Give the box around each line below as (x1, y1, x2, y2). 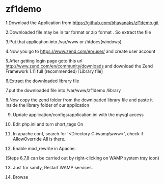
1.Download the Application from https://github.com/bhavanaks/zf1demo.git (5, 20, 159, 26)
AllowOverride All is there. (12, 136, 66, 142)
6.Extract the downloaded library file (5, 78, 80, 84)
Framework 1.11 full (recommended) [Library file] (5, 68, 103, 74)
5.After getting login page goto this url (5, 58, 82, 63)
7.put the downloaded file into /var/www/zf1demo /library (5, 87, 121, 93)
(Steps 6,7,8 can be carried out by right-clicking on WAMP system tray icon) (5, 155, 160, 161)
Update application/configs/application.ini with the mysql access (12, 112, 144, 118)
